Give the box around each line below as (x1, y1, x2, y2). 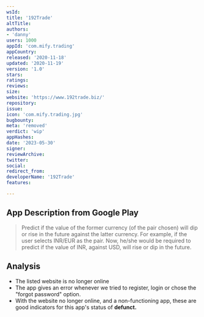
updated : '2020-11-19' (6, 60, 64, 66)
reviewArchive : (6, 151, 45, 157)
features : (6, 180, 32, 186)
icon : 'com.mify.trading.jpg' (6, 111, 84, 117)
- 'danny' (6, 32, 32, 38)
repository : (6, 100, 37, 106)
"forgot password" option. (15, 290, 81, 297)
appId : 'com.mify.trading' (6, 43, 75, 50)
